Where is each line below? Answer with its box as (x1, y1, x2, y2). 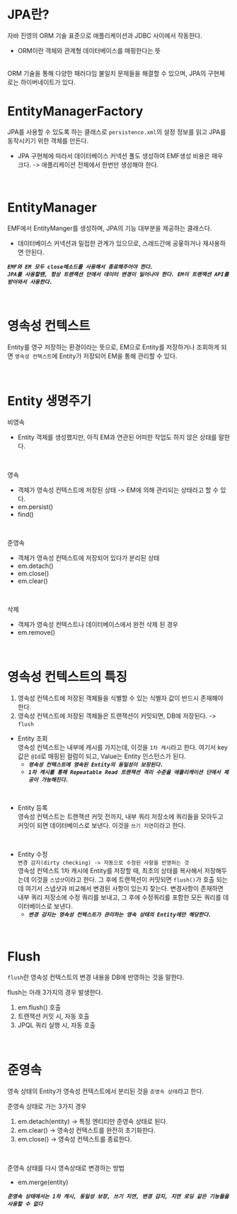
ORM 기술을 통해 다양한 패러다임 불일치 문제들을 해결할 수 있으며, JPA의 (7, 69, 207, 77)
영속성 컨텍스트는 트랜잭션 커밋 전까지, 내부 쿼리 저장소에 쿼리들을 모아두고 (17, 812, 224, 821)
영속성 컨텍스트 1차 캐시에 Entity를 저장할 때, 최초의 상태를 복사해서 (17, 866, 203, 875)
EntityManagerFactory (7, 104, 144, 119)
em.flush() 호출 (17, 1002, 62, 1012)
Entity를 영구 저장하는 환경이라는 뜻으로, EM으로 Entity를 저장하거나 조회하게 (7, 342, 220, 351)
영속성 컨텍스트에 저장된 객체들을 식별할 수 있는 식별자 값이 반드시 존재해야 (17, 694, 224, 702)
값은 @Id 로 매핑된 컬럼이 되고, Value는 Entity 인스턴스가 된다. (17, 752, 186, 760)
